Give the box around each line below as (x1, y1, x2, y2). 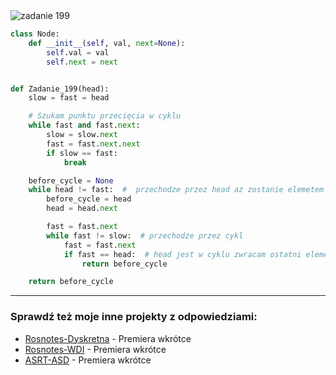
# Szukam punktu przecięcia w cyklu (28, 111, 182, 121)
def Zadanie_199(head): (10, 84, 110, 94)
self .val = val (46, 47, 110, 58)
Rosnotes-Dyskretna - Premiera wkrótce (24, 332, 192, 344)
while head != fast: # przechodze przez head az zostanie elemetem (28, 185, 325, 195)
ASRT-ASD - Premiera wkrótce (24, 354, 152, 366)
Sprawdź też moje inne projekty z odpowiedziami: (10, 310, 258, 324)
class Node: (10, 29, 60, 39)
